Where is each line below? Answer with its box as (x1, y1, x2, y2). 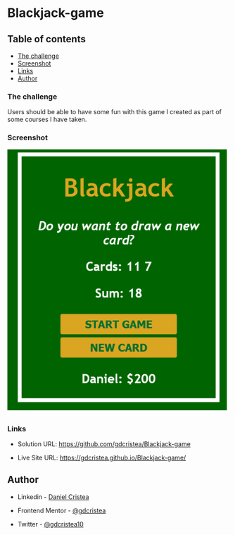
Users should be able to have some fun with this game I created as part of (7, 108, 222, 116)
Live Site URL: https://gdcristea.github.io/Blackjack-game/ (17, 453, 186, 462)
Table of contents (7, 33, 86, 45)
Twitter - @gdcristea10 (17, 519, 84, 528)
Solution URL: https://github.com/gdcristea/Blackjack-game (17, 440, 191, 448)
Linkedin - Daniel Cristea (17, 492, 89, 501)
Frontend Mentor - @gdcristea (17, 506, 106, 515)
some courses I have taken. (7, 115, 87, 124)
